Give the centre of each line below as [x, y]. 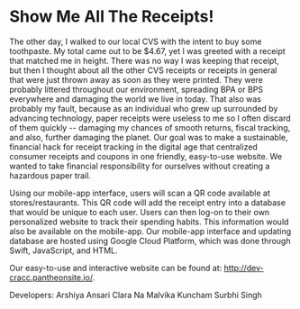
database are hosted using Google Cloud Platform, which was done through [150, 241]
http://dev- [244, 268]
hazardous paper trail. [50, 175]
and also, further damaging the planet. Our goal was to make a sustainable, [149, 137]
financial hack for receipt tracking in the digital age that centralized [134, 147]
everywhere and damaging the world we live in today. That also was [136, 99]
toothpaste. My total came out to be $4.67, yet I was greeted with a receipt [147, 50]
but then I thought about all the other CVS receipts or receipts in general [143, 70]
